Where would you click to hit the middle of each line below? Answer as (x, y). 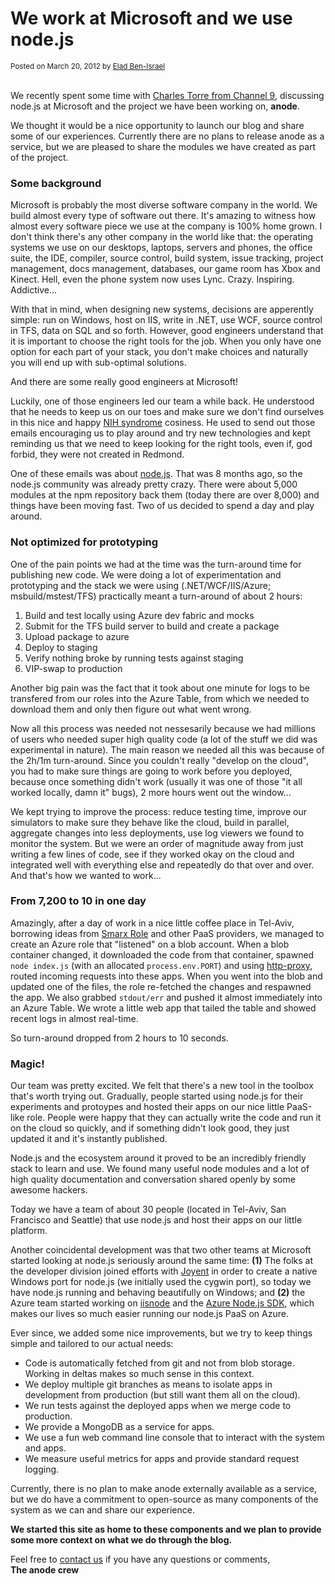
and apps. (45, 1448)
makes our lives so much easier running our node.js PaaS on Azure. (149, 1314)
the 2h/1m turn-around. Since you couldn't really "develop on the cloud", (160, 760)
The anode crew (45, 1570)
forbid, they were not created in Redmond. (97, 454)
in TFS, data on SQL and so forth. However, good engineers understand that (167, 331)
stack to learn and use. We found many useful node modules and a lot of (160, 1169)
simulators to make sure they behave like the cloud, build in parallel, (150, 822)
